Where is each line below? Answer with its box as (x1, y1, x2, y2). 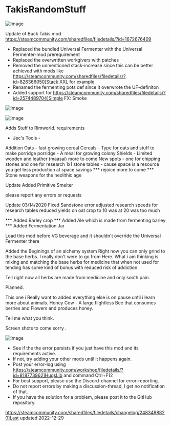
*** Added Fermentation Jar (5, 222, 65, 229)
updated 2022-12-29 (19, 415, 64, 421)
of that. (12, 389, 28, 395)
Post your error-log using (12, 361, 66, 367)
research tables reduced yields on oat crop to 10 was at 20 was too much (5, 207, 160, 214)
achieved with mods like (12, 68, 64, 74)
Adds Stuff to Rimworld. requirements (5, 125, 85, 131)
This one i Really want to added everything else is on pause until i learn (5, 294, 155, 300)
